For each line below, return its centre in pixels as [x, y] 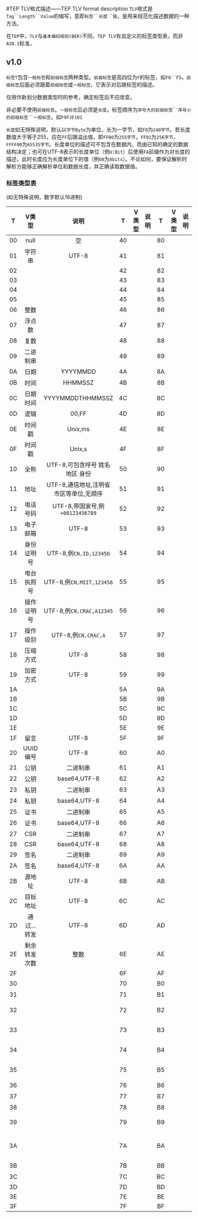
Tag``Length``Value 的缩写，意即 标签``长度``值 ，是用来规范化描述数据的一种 [98, 16]
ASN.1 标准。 [21, 43]
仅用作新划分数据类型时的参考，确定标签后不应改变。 [71, 97]
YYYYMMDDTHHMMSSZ [78, 398]
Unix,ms [78, 429]
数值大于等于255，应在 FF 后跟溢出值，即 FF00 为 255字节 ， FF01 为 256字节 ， [92, 137]
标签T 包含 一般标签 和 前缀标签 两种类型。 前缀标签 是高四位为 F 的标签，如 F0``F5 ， [96, 77]
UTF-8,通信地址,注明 [75, 485]
